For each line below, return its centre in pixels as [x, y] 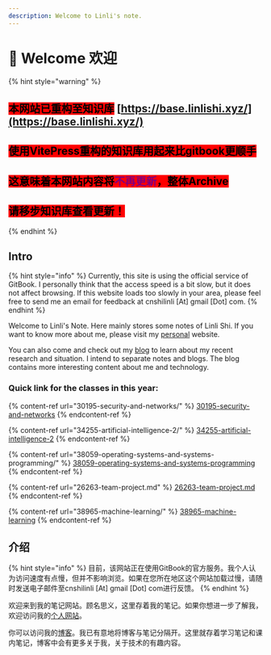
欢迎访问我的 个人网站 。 [47, 615]
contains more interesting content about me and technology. [109, 367]
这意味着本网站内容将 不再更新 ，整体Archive [119, 181]
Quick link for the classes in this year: [83, 388]
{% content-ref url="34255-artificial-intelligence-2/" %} [102, 430]
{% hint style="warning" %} [55, 81]
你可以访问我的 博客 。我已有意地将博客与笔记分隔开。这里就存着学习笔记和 [132, 633]
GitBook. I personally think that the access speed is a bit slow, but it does [130, 284]
